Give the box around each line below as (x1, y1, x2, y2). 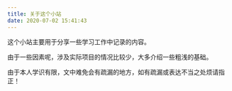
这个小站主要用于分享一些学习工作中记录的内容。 (7, 37, 150, 46)
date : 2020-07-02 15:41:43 (7, 17, 87, 24)
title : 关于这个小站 (7, 10, 62, 18)
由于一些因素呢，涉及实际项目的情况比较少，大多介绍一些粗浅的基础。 (7, 53, 213, 61)
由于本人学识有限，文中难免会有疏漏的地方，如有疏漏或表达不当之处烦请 (7, 68, 219, 76)
